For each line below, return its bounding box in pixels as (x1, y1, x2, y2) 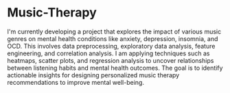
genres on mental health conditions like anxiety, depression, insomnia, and (7, 34, 218, 42)
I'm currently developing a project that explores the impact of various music (7, 27, 222, 36)
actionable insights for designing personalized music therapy (7, 70, 180, 79)
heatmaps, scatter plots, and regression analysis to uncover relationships (7, 56, 214, 64)
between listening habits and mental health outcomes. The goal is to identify (7, 64, 223, 72)
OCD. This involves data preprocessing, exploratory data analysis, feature (7, 42, 216, 50)
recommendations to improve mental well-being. (7, 78, 144, 86)
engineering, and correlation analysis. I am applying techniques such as (7, 49, 210, 57)
